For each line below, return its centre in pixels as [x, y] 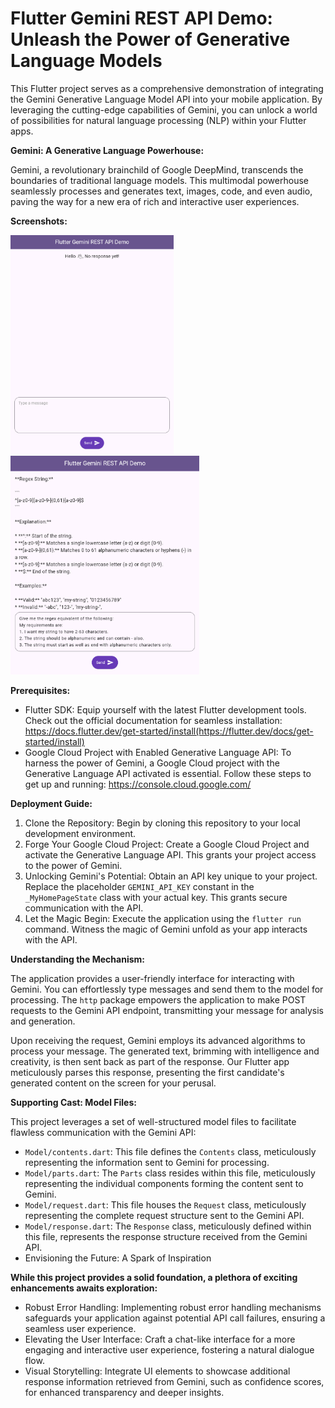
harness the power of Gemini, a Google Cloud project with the [152, 763]
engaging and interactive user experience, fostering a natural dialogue [169, 1349]
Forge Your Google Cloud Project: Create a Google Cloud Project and [167, 844]
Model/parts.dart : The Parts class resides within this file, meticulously [170, 1173]
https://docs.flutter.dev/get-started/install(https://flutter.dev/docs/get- [169, 731]
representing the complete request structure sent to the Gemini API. [164, 1215]
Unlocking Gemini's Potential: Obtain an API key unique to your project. [171, 876]
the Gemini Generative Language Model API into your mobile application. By [166, 99]
